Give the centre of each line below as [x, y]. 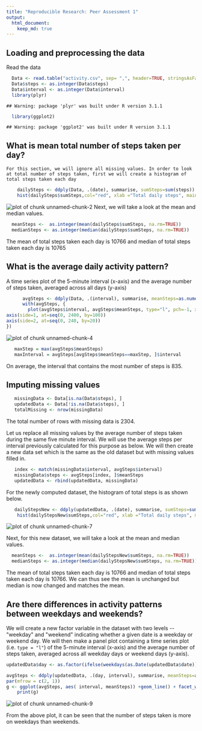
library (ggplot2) [33, 117]
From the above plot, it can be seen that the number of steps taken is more [99, 715]
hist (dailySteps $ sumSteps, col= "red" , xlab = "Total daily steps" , [101, 196]
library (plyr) [29, 95]
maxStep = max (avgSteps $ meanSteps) [59, 349]
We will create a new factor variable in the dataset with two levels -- [90, 628]
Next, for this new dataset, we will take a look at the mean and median [93, 538]
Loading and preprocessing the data [75, 53]
